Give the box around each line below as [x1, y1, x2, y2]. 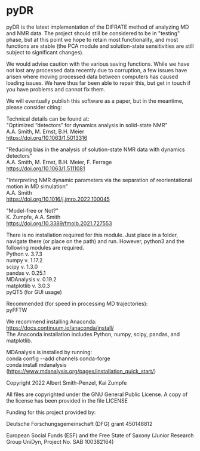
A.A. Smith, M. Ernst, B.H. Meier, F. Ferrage [6, 158, 112, 165]
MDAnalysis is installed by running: [6, 348, 93, 355]
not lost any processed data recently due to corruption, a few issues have [6, 66, 187, 73]
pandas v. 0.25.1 [6, 269, 46, 277]
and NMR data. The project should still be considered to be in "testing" [6, 29, 180, 36]
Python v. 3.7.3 [6, 250, 43, 257]
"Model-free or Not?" [6, 207, 59, 214]
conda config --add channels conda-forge [6, 355, 110, 362]
